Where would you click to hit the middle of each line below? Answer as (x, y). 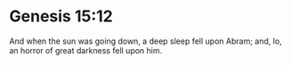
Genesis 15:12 (61, 16)
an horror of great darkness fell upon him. (86, 50)
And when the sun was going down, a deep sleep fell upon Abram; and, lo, (145, 41)
